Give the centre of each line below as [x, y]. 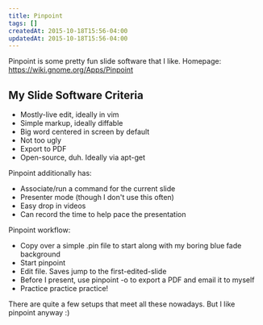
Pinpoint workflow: [40, 230]
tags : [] [23, 23]
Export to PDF [43, 149]
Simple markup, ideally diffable [71, 123]
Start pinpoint [43, 263]
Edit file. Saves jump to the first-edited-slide [93, 272]
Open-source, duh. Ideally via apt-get [82, 157]
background [40, 254]
